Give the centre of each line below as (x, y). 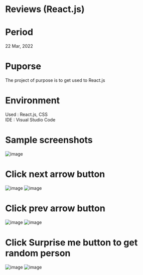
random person (38, 253)
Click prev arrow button (55, 209)
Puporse (23, 66)
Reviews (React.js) (45, 9)
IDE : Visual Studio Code (30, 120)
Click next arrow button (55, 174)
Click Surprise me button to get (71, 242)
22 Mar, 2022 (19, 46)
